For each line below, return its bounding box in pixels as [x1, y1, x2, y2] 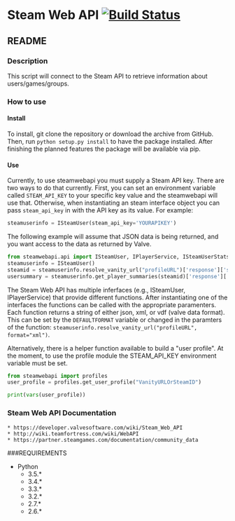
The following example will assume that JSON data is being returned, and [7, 232, 219, 241]
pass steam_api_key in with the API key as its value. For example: [7, 206, 194, 215]
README [7, 35, 47, 47]
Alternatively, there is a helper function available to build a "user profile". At [7, 344, 224, 352]
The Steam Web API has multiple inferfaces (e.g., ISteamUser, [7, 285, 186, 294]
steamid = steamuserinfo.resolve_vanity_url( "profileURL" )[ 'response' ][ [7, 266, 224, 273]
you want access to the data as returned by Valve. [7, 240, 152, 248]
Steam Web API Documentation [7, 408, 117, 418]
